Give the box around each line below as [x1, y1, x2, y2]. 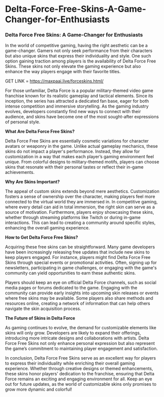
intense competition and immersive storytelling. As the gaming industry [5, 103, 149, 109]
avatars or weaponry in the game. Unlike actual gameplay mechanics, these [5, 143, 158, 149]
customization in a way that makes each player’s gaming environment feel [5, 154, 154, 160]
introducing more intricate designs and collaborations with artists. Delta [5, 335, 149, 341]
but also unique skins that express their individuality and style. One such [5, 53, 151, 59]
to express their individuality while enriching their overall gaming [5, 360, 136, 367]
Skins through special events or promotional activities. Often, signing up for [5, 259, 157, 266]
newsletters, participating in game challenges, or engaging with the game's [5, 265, 157, 271]
